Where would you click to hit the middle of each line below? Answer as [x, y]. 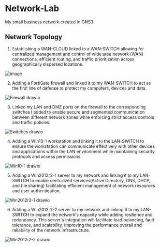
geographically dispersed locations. [48, 64]
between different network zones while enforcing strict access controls [83, 117]
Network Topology [34, 37]
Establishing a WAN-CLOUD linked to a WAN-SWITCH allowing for [78, 48]
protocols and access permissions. [47, 156]
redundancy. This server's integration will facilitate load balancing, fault [83, 220]
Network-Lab [32, 8]
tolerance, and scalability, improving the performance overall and [77, 225]
